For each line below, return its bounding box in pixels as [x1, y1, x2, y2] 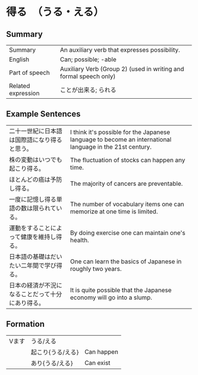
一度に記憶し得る [9, 195, 57, 203]
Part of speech [9, 69, 50, 76]
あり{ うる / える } [31, 359, 73, 367]
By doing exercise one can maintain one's [70, 229, 186, 237]
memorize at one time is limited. [70, 207, 158, 215]
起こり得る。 [9, 164, 45, 172]
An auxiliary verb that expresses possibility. [60, 46, 180, 53]
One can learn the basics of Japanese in [70, 257, 181, 265]
